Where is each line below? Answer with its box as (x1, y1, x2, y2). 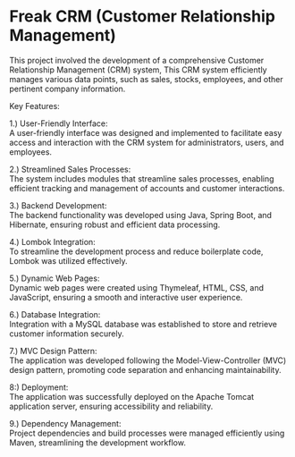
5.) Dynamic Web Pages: (9, 273, 100, 284)
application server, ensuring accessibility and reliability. (9, 401, 214, 411)
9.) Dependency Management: (9, 418, 122, 428)
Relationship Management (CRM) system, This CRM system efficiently (9, 64, 267, 75)
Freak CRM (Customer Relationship (9, 6, 275, 27)
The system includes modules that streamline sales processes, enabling (9, 173, 274, 184)
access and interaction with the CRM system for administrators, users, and (9, 137, 284, 148)
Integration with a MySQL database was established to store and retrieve (9, 318, 277, 329)
